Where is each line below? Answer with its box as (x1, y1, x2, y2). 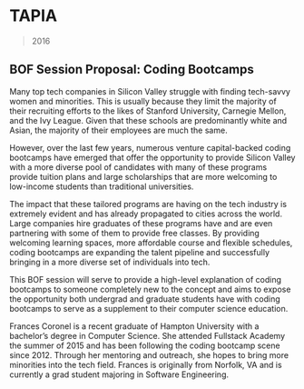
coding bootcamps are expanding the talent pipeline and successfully (9, 246, 270, 257)
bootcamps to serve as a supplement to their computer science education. (9, 303, 289, 314)
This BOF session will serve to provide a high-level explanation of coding (9, 274, 282, 284)
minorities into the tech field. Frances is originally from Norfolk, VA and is (9, 359, 283, 370)
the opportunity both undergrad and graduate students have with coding (9, 293, 280, 304)
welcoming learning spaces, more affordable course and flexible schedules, (9, 237, 293, 248)
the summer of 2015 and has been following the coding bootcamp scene (9, 340, 280, 351)
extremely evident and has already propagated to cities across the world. (9, 208, 283, 219)
